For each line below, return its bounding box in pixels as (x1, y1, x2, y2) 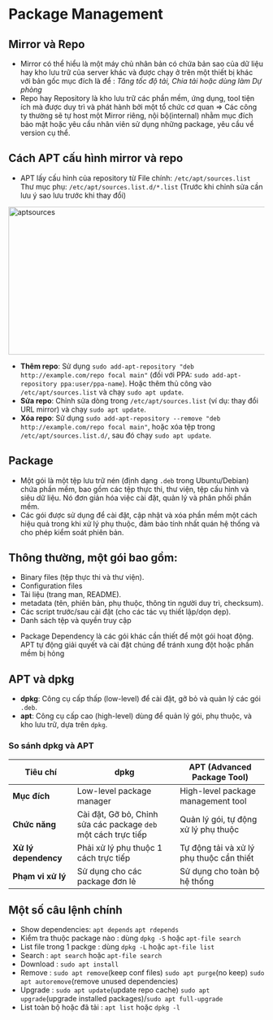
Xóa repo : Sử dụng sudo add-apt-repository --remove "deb (19, 412, 221, 423)
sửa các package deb (76, 818, 158, 830)
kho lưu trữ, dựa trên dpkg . (19, 720, 108, 730)
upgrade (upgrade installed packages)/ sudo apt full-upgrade (19, 994, 223, 1004)
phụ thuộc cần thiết (180, 852, 254, 863)
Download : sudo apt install (19, 959, 119, 969)
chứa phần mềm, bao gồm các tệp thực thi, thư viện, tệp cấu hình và (19, 484, 249, 494)
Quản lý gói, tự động (180, 813, 258, 825)
